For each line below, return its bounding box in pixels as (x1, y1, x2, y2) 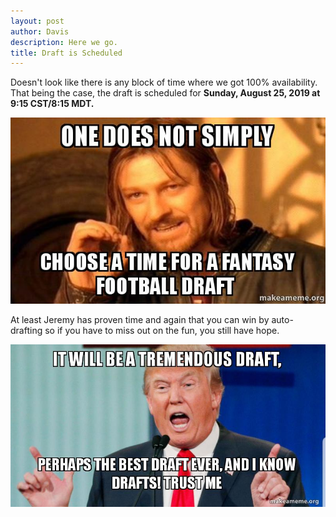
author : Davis (10, 26, 70, 37)
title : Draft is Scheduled (10, 48, 123, 58)
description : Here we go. (10, 37, 118, 47)
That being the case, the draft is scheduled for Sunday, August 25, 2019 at (10, 87, 321, 99)
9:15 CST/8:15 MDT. (10, 98, 95, 110)
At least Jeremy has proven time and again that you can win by (10, 313, 270, 325)
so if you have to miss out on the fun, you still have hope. (44, 324, 280, 336)
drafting (10, 324, 43, 336)
